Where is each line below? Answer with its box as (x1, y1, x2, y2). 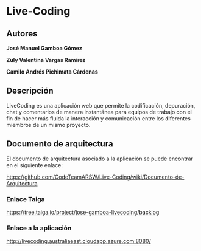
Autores (6, 29, 38, 39)
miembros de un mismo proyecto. (6, 121, 91, 128)
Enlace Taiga (6, 194, 45, 203)
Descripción (6, 86, 54, 96)
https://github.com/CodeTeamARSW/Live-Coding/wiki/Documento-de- (6, 173, 185, 181)
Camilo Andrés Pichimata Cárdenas (6, 68, 99, 75)
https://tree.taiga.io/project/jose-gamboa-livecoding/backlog (6, 208, 160, 216)
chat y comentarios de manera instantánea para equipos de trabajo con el (6, 108, 192, 115)
